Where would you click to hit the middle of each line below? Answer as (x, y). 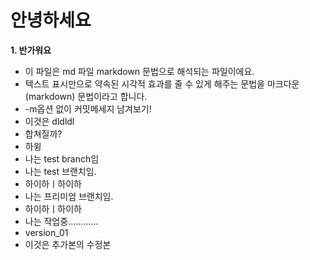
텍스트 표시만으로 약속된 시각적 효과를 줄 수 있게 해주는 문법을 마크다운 (162, 83)
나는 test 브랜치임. (60, 171)
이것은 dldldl (49, 121)
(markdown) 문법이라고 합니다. (86, 96)
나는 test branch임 (62, 158)
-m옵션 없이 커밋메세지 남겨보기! (88, 108)
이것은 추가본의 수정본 (68, 244)
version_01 (46, 232)
